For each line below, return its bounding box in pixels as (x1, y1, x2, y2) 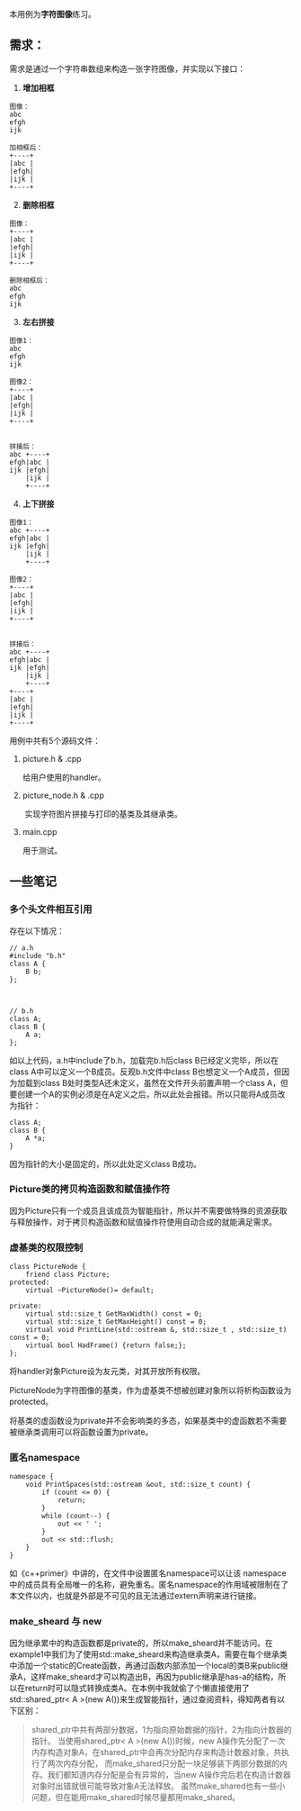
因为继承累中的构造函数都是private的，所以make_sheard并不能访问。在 (9, 1637, 274, 1648)
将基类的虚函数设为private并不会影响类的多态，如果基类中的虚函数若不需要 (9, 1416, 288, 1426)
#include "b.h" (9, 951, 66, 960)
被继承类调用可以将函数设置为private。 (9, 1426, 154, 1437)
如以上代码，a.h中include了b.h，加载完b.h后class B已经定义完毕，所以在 (9, 1055, 279, 1065)
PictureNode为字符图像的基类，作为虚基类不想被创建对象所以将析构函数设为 (9, 1385, 292, 1396)
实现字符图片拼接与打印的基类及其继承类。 (24, 808, 182, 819)
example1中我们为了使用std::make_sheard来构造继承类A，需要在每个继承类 (9, 1648, 288, 1660)
